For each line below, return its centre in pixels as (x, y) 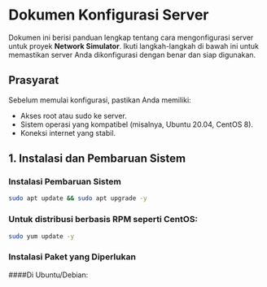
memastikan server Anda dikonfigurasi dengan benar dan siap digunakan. (132, 54)
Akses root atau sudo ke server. (74, 115)
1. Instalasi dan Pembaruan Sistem (97, 159)
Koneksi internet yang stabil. (68, 133)
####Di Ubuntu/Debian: (48, 275)
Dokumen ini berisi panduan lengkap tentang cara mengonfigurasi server (131, 37)
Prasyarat (34, 80)
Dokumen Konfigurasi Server (109, 15)
